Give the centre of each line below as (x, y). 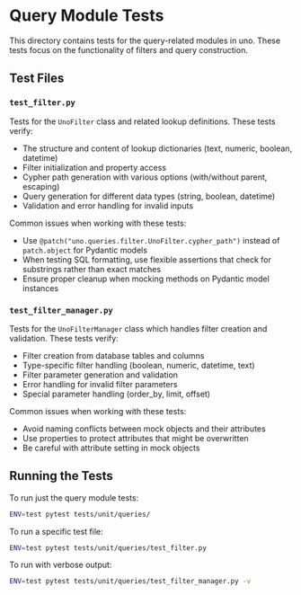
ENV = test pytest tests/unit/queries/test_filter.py (108, 548)
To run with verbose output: (61, 565)
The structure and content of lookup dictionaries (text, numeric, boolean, (157, 148)
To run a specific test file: (56, 531)
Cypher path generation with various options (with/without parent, (145, 177)
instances (40, 288)
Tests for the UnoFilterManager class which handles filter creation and (138, 328)
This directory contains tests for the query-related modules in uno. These (145, 40)
